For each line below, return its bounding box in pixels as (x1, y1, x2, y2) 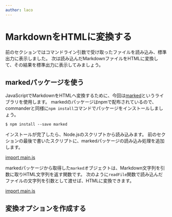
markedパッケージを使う (5, 78, 84, 87)
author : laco (5, 7, 33, 13)
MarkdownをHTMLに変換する (5, 31, 132, 42)
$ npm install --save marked (5, 122, 68, 127)
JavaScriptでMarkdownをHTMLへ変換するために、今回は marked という (5, 92, 155, 99)
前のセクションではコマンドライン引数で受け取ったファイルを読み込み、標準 (5, 49, 167, 55)
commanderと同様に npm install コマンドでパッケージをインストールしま (5, 105, 159, 111)
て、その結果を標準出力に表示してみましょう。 (5, 62, 104, 68)
